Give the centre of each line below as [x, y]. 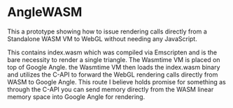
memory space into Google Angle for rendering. [76, 97]
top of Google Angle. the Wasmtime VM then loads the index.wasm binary [114, 67]
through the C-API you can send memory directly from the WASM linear [111, 89]
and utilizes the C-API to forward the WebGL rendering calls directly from [113, 75]
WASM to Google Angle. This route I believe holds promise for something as [116, 82]
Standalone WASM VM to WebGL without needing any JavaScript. [102, 38]
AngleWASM [45, 12]
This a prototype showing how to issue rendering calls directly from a [107, 31]
